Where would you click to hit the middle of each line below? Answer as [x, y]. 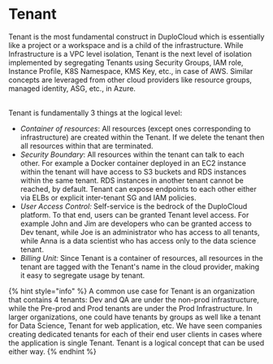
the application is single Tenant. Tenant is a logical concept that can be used [136, 343]
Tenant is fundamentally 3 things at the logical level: [95, 113]
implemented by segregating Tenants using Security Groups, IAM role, [126, 63]
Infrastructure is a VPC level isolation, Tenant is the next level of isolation [130, 54]
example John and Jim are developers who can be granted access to [136, 223]
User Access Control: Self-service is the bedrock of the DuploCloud [134, 206]
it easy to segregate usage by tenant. [82, 275]
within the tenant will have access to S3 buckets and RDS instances [133, 171]
